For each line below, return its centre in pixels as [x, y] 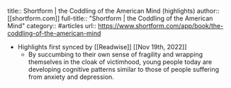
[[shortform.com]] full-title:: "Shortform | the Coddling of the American [110, 18]
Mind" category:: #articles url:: [52, 26]
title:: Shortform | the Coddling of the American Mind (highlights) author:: [113, 11]
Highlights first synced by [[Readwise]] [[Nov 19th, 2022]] [102, 47]
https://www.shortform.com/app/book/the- [161, 26]
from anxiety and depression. [71, 77]
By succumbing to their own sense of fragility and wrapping [115, 54]
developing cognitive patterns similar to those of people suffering [124, 69]
